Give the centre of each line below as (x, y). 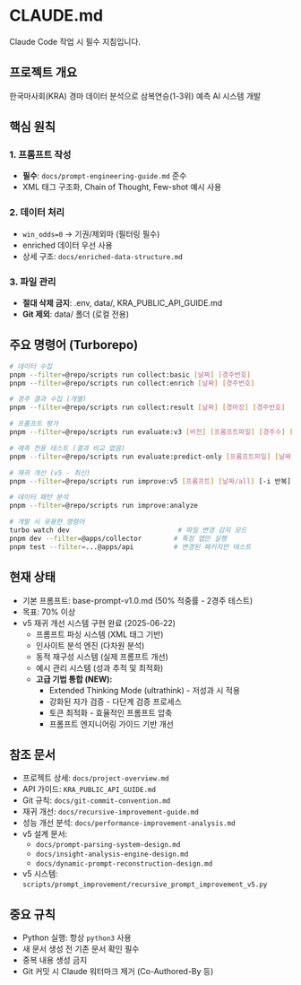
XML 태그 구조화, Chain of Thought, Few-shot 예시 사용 (122, 187)
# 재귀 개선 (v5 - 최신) (50, 473)
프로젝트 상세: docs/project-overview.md (95, 778)
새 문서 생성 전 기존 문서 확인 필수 (81, 949)
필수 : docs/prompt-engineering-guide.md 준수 (104, 176)
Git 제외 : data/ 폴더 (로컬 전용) (76, 314)
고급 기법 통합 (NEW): (74, 679)
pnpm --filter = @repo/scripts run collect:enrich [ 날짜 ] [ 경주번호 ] (132, 383)
